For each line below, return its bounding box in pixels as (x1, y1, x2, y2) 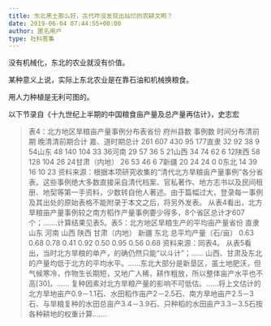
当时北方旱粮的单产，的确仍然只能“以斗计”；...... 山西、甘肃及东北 (42, 248, 263, 258)
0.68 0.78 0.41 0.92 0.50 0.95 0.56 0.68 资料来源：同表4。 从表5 (28, 238, 245, 248)
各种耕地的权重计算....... (28, 309, 108, 319)
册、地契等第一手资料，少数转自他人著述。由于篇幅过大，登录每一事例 (28, 187, 264, 197)
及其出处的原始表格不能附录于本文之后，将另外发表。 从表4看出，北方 (28, 198, 263, 208)
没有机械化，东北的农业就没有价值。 (8, 58, 130, 67)
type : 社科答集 (8, 34, 55, 43)
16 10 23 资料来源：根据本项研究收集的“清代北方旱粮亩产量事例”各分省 (28, 167, 264, 177)
